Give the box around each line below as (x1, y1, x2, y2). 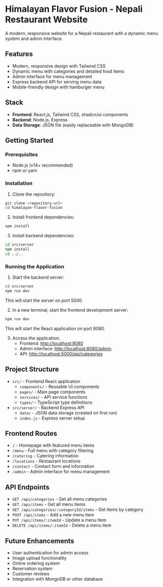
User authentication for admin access (12, 549, 89, 555)
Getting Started (5, 136, 54, 144)
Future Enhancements (5, 537, 75, 545)
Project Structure (5, 365, 59, 374)
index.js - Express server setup (19, 415, 85, 421)
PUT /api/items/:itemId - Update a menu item (12, 517, 107, 523)
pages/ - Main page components (19, 389, 86, 395)
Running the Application (5, 263, 65, 270)
